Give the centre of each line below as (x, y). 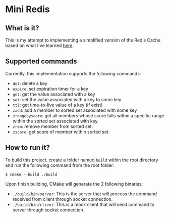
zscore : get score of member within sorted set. (61, 132)
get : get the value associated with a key (54, 94)
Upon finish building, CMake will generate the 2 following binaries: (74, 184)
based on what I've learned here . (40, 46)
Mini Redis (27, 9)
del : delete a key (30, 83)
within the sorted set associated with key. (56, 121)
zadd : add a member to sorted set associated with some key (75, 110)
